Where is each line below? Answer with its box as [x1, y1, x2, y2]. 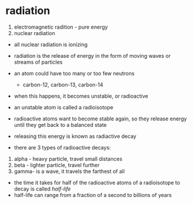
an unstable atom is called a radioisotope [13, 103, 114, 110]
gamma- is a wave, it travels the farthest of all [13, 168, 125, 175]
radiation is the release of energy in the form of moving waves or [13, 52, 171, 59]
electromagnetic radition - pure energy [13, 23, 108, 30]
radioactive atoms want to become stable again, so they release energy [13, 115, 187, 122]
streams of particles [13, 58, 63, 65]
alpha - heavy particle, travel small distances [13, 155, 123, 162]
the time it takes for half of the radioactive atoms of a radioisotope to [13, 179, 180, 186]
